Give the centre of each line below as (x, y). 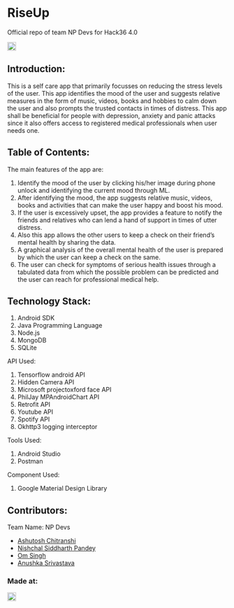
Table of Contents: (49, 153)
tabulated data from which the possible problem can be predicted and (118, 272)
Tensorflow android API (51, 375)
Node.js (29, 333)
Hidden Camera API (46, 382)
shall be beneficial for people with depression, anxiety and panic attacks (111, 115)
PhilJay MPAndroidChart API (58, 397)
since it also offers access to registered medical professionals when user (112, 123)
